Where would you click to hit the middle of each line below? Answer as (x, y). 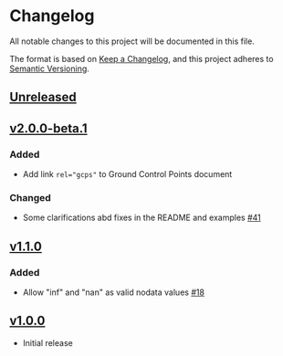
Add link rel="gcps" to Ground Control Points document (127, 174)
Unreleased (43, 97)
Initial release (47, 342)
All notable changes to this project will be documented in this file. (132, 41)
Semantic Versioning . (49, 68)
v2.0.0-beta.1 (49, 128)
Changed (31, 197)
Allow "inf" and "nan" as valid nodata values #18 (114, 292)
